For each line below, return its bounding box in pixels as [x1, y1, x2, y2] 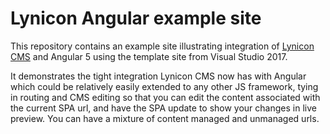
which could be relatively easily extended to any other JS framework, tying [10, 80, 319, 92]
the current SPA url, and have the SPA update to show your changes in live [10, 102, 317, 114]
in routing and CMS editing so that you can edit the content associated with [10, 91, 321, 103]
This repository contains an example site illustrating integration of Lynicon [10, 40, 315, 52]
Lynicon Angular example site [10, 7, 262, 30]
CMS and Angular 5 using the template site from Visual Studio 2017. [10, 50, 288, 62]
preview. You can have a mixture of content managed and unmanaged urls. [10, 112, 320, 124]
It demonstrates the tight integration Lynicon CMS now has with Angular [10, 70, 307, 82]
